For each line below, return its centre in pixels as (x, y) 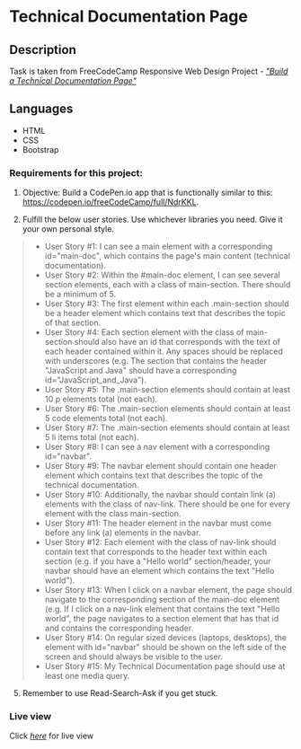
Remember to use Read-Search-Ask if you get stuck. (120, 693)
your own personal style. (68, 229)
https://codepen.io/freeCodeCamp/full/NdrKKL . (111, 202)
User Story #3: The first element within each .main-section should (167, 304)
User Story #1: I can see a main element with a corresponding (159, 247)
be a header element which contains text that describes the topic (165, 313)
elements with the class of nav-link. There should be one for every (167, 504)
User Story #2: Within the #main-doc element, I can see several (162, 275)
